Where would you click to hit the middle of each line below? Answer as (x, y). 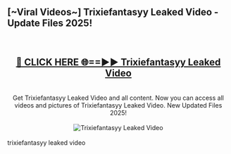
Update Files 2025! (50, 24)
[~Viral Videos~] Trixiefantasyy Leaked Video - (113, 12)
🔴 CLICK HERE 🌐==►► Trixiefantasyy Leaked (118, 62)
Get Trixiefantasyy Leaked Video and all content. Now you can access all (118, 98)
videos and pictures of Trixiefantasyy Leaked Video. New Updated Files (118, 105)
